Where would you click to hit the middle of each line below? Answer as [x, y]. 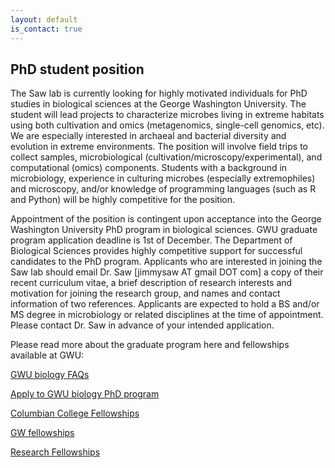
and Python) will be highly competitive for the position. [123, 200]
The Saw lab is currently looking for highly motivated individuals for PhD [159, 93]
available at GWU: [47, 355]
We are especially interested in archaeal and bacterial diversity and [148, 136]
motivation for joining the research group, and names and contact [145, 293]
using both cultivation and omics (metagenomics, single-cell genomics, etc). [167, 125]
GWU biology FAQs [50, 375]
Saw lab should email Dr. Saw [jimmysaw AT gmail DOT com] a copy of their [167, 272]
